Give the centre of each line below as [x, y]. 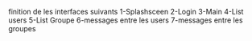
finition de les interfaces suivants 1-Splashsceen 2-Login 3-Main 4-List [126, 12]
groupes [22, 29]
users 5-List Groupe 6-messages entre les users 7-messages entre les [126, 20]
